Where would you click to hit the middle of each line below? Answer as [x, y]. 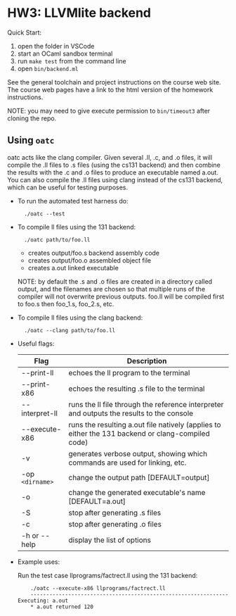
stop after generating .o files [115, 524]
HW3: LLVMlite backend [79, 13]
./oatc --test [45, 214]
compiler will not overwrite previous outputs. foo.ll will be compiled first [121, 296]
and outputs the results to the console [131, 413]
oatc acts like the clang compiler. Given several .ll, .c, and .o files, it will [110, 157]
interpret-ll [39, 413]
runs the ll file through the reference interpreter [146, 404]
